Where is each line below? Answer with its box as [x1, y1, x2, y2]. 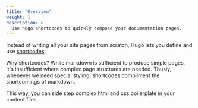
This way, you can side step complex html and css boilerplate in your [6, 90, 175, 97]
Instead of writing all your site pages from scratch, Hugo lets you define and [6, 42, 193, 49]
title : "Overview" [6, 8, 52, 15]
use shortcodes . [6, 48, 46, 55]
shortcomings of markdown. [6, 78, 76, 85]
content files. [6, 96, 39, 103]
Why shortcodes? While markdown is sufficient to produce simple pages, [6, 59, 186, 66]
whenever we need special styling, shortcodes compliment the [6, 72, 160, 79]
